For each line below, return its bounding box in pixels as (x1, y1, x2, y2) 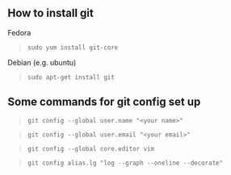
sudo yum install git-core (27, 44, 119, 52)
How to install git (7, 6, 94, 20)
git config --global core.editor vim (27, 144, 155, 152)
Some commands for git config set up (7, 95, 201, 109)
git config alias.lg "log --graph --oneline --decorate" (27, 159, 224, 167)
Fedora (7, 27, 31, 37)
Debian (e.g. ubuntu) (7, 57, 77, 67)
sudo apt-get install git (27, 73, 115, 81)
